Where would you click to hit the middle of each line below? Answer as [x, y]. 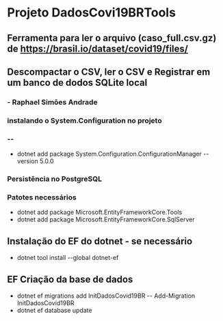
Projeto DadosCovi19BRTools [92, 13]
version [28, 161]
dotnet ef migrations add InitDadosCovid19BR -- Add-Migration [106, 296]
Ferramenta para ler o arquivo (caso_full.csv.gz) [112, 38]
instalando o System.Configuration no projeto [84, 120]
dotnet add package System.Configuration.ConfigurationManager [109, 154]
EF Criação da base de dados [70, 279]
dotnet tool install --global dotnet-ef [68, 258]
